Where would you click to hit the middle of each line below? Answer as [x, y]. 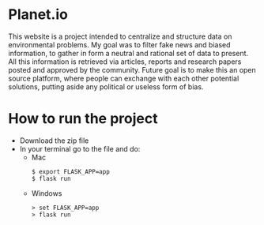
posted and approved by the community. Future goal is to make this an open [132, 69]
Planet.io [38, 15]
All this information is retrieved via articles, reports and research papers [125, 62]
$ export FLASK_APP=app [71, 171]
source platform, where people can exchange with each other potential [124, 78]
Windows [47, 193]
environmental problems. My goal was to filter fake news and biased [119, 44]
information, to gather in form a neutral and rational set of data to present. [128, 53]
